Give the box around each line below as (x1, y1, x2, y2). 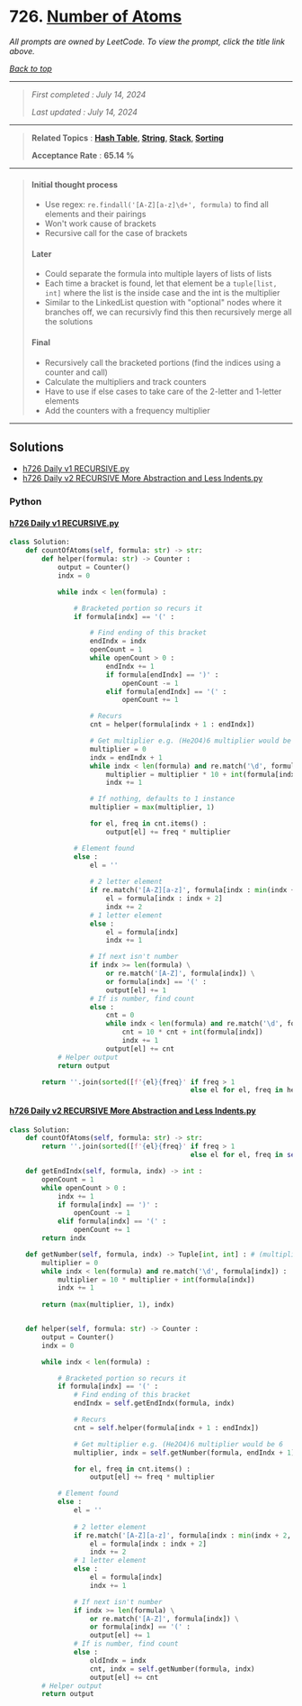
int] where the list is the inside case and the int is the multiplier (44, 287, 280, 298)
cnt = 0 (105, 1011, 135, 1020)
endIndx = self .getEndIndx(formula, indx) (73, 1399, 235, 1408)
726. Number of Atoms (9, 6, 182, 27)
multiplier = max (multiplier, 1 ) (89, 803, 216, 812)
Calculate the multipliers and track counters (44, 376, 207, 387)
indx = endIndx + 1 (89, 753, 164, 762)
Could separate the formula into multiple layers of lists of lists (44, 269, 272, 279)
